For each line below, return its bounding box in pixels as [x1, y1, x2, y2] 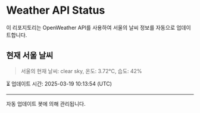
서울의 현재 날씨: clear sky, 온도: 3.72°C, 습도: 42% [20, 67, 142, 74]
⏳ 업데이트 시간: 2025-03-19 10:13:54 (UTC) [6, 80, 112, 87]
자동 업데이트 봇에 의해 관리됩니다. [6, 100, 86, 107]
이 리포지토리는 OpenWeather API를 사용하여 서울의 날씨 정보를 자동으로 [6, 24, 176, 31]
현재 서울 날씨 [6, 51, 54, 61]
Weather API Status [6, 4, 105, 17]
